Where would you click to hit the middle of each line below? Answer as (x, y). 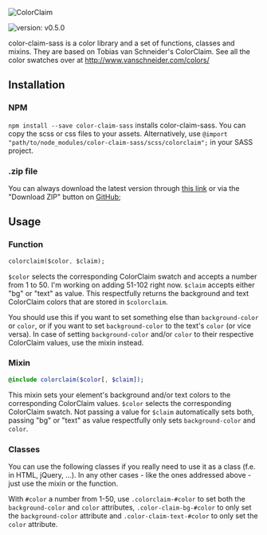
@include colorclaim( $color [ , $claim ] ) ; (77, 379)
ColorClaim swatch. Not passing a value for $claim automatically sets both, (131, 412)
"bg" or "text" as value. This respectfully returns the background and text (129, 293)
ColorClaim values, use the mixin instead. (76, 342)
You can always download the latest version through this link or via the (124, 188)
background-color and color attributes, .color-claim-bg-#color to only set (130, 508)
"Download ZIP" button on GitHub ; (65, 197)
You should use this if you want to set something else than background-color (133, 317)
